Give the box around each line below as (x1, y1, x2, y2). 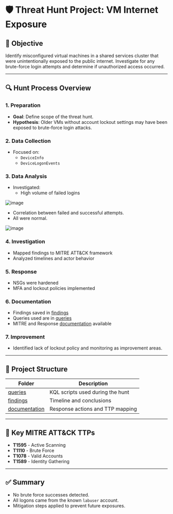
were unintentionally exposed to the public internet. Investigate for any (5, 58, 155, 64)
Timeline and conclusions (49, 397, 112, 404)
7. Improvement (5, 334, 45, 341)
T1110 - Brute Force (12, 448, 55, 454)
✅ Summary (5, 478, 45, 487)
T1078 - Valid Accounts (12, 453, 63, 459)
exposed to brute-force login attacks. (12, 124, 92, 131)
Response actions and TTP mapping (49, 406, 137, 413)
